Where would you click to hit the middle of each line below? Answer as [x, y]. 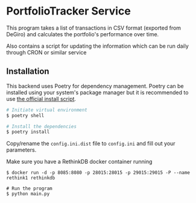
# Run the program [29, 188]
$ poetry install [28, 132]
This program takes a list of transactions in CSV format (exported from [94, 28]
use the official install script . [41, 98]
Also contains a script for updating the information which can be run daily [97, 46]
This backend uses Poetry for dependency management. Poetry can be [95, 86]
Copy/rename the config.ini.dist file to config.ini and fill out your [91, 144]
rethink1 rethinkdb [31, 178]
